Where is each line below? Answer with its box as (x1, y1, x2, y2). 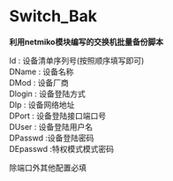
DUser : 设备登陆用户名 (9, 121, 94, 132)
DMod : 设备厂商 (9, 77, 69, 87)
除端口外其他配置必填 (9, 162, 86, 173)
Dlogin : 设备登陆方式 (9, 88, 86, 99)
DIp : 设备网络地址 (9, 99, 75, 109)
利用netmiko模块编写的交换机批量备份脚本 (9, 36, 164, 47)
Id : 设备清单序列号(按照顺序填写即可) (9, 55, 145, 65)
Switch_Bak (9, 6, 97, 26)
